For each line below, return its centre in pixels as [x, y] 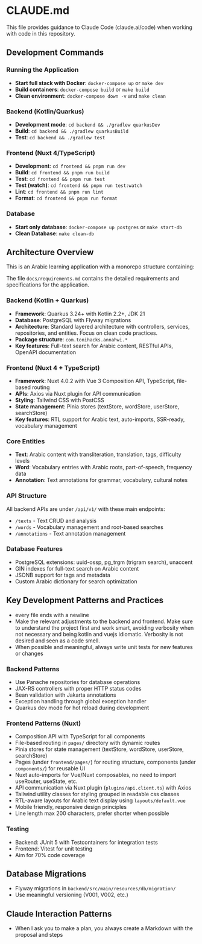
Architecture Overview [50, 252]
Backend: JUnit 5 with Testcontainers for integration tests [86, 842]
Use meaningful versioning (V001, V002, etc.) [71, 895]
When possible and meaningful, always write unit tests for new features [104, 647]
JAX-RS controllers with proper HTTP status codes [78, 688]
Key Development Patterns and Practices [85, 600]
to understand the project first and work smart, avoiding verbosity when [104, 627]
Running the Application [43, 70]
